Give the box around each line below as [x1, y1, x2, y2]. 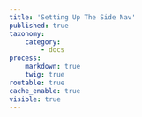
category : [25, 37, 62, 47]
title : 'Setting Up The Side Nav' [9, 12, 137, 22]
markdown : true [25, 62, 81, 71]
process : [9, 54, 41, 62]
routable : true [9, 78, 65, 87]
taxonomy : [9, 29, 46, 38]
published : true [9, 21, 69, 30]
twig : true [25, 70, 65, 79]
